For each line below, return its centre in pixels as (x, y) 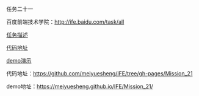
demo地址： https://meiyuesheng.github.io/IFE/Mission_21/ (80, 86)
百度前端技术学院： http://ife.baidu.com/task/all (65, 22)
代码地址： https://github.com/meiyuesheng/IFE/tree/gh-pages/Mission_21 (99, 74)
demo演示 (19, 60)
